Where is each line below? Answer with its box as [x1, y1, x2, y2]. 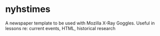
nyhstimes [5, 3, 50, 15]
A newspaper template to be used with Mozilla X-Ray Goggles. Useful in [5, 20, 155, 26]
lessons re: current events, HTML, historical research [5, 25, 116, 31]
